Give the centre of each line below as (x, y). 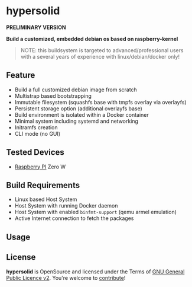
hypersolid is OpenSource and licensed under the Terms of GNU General (95, 272)
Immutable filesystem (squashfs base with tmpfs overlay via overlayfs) (101, 102)
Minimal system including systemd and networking (77, 121)
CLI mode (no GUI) (38, 133)
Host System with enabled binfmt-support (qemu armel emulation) (96, 212)
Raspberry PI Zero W (40, 167)
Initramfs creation (36, 127)
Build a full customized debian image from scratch (76, 90)
